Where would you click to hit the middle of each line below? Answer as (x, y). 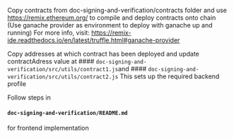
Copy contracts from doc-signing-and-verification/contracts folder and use (117, 10)
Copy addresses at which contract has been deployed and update (103, 54)
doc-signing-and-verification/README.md (68, 113)
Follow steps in (29, 97)
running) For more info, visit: (48, 32)
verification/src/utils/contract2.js (63, 77)
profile (17, 84)
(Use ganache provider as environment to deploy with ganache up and (110, 25)
